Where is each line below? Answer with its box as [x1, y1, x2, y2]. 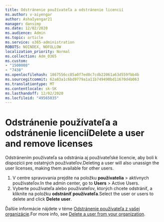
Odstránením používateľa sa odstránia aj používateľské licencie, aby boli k [5, 155, 158, 161]
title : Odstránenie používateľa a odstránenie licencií [5, 7, 124, 12]
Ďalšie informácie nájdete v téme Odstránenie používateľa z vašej [5, 206, 140, 212]
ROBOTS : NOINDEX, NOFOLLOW [5, 44, 61, 49]
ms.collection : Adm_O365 [5, 53, 57, 59]
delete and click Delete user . [12, 196, 72, 202]
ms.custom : [5, 58, 28, 63]
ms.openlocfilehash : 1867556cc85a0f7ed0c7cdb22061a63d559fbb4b [5, 72, 140, 77]
